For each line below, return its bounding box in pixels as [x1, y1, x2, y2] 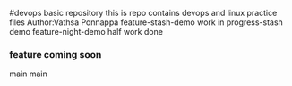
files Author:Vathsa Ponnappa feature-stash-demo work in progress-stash [9, 17, 284, 27]
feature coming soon [9, 48, 102, 60]
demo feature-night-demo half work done [9, 27, 164, 36]
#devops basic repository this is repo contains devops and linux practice [9, 8, 278, 18]
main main [9, 68, 47, 79]
